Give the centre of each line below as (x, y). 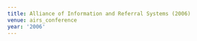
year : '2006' (26, 26)
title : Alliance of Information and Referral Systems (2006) (99, 14)
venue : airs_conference (42, 20)
